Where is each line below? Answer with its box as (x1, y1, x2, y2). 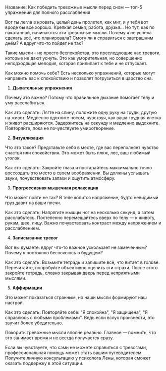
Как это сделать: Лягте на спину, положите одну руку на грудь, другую (5, 109, 157, 115)
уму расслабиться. (5, 100, 46, 106)
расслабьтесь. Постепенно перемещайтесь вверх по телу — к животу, (5, 215, 156, 221)
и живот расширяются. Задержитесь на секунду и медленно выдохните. (5, 120, 160, 126)
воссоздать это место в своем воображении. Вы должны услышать (5, 170, 150, 176)
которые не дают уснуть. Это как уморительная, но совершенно (5, 55, 143, 61)
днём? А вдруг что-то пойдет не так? (5, 40, 84, 46)
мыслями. (5, 275, 26, 281)
